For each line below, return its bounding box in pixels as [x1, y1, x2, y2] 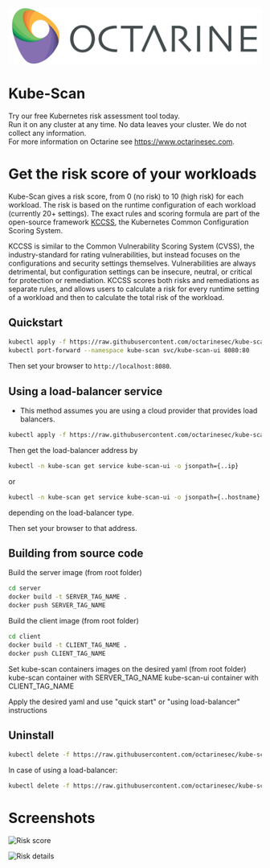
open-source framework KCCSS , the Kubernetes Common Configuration [8, 217, 249, 227]
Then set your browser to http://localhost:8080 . [8, 361, 172, 371]
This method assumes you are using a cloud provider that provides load [19, 405, 258, 415]
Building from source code [8, 547, 144, 560]
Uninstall [8, 729, 55, 743]
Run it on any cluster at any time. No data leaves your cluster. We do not [8, 119, 247, 129]
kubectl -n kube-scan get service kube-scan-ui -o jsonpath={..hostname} [8, 493, 261, 501]
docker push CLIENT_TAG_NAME [8, 649, 106, 657]
